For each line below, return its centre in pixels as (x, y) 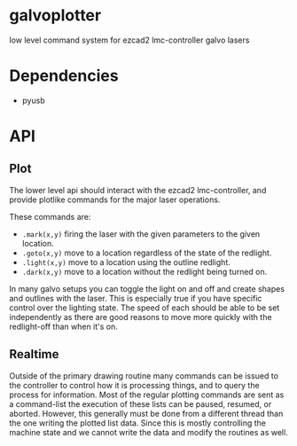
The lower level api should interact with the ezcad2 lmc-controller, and (138, 190)
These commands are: (50, 216)
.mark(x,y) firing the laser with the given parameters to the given (141, 234)
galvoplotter (55, 16)
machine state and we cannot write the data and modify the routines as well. (148, 432)
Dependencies (64, 76)
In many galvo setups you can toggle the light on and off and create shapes (147, 288)
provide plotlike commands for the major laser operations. (115, 200)
